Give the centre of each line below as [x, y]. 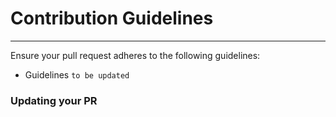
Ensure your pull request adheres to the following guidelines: [135, 55]
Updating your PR [54, 100]
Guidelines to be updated [77, 74]
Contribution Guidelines [112, 18]
